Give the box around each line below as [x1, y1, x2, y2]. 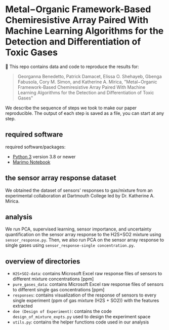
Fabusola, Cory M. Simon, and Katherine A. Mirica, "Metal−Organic [17, 79, 158, 85]
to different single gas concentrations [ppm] [12, 287, 105, 293]
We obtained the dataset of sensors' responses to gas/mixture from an [5, 187, 153, 193]
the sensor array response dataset [5, 174, 116, 182]
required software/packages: [5, 144, 66, 150]
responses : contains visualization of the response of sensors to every [12, 292, 157, 298]
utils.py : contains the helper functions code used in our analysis [12, 319, 149, 325]
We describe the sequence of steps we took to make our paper [5, 105, 137, 111]
